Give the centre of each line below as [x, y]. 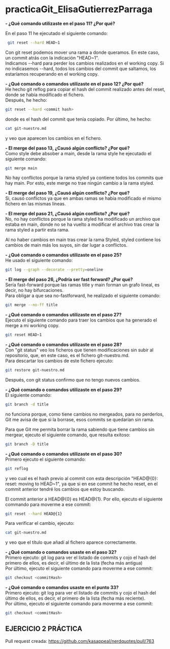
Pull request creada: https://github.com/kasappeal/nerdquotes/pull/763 [80, 641]
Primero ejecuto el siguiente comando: [46, 459]
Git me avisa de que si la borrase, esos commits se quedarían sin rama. [80, 419]
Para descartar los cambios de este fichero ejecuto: [59, 361]
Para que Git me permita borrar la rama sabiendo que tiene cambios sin [80, 429]
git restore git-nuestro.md [35, 370]
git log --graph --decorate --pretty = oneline [54, 270]
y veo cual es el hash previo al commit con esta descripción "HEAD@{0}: [82, 478]
